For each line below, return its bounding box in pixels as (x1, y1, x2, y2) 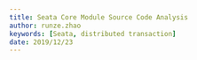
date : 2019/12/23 (9, 37, 74, 47)
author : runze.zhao (9, 21, 82, 30)
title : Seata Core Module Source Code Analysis (9, 12, 189, 22)
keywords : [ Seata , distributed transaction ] (9, 29, 177, 38)
